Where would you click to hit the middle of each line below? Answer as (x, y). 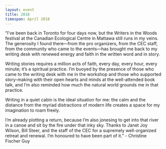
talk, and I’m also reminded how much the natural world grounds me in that (82, 85)
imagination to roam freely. (33, 110)
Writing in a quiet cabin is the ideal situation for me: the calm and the (75, 100)
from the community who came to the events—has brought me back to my (81, 49)
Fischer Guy (18, 141)
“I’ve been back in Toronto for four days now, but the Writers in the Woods (81, 33)
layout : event (20, 10)
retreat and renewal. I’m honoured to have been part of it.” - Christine (76, 136)
